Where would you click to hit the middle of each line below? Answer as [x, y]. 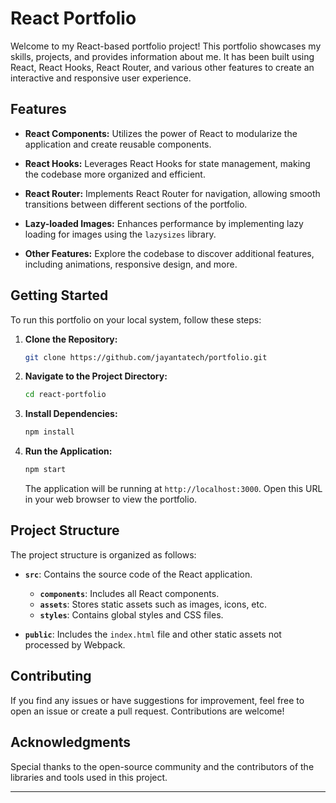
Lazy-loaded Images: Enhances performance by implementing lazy [164, 223]
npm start [45, 470]
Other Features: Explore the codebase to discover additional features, [169, 253]
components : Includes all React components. [129, 593]
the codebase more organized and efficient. [115, 174]
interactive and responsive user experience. [101, 78]
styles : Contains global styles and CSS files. [131, 614]
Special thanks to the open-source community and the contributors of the [162, 766]
